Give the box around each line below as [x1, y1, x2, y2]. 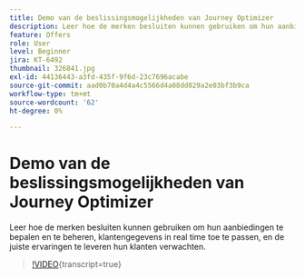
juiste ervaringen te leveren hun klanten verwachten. [9, 242, 206, 253]
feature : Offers [9, 30, 71, 39]
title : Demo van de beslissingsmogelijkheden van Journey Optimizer [9, 13, 274, 23]
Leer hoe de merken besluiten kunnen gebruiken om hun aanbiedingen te [9, 222, 284, 233]
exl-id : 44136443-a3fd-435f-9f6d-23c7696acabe [9, 73, 189, 82]
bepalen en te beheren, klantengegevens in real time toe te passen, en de [9, 232, 285, 243]
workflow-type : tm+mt [9, 89, 92, 98]
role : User [9, 38, 51, 48]
